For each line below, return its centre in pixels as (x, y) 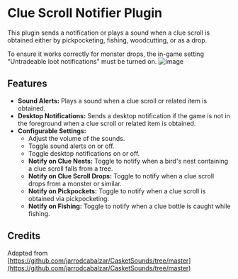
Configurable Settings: (52, 131)
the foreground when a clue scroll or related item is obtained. (107, 123)
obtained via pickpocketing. (69, 198)
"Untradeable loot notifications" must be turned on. (82, 61)
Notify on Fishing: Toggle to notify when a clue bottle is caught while (129, 206)
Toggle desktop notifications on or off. (84, 153)
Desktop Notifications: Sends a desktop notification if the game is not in (124, 115)
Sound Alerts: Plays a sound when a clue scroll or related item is (112, 101)
